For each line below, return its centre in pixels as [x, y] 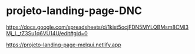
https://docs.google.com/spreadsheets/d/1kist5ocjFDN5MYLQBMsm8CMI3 [97, 27]
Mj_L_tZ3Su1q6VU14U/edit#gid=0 [47, 33]
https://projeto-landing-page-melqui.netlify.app [64, 45]
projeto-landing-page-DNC [74, 11]
